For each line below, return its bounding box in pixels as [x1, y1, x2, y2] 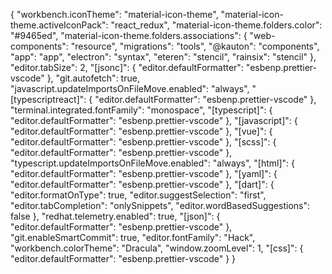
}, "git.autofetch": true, [46, 72, 140, 84]
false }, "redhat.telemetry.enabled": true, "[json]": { [10, 210, 221, 222]
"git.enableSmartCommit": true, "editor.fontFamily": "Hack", [10, 232, 256, 243]
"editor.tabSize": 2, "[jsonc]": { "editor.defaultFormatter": [10, 62, 244, 73]
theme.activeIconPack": [10, 19, 109, 31]
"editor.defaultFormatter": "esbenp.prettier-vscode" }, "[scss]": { [10, 136, 277, 148]
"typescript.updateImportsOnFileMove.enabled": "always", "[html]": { [10, 157, 295, 169]
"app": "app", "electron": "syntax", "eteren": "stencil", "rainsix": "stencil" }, [10, 51, 317, 63]
